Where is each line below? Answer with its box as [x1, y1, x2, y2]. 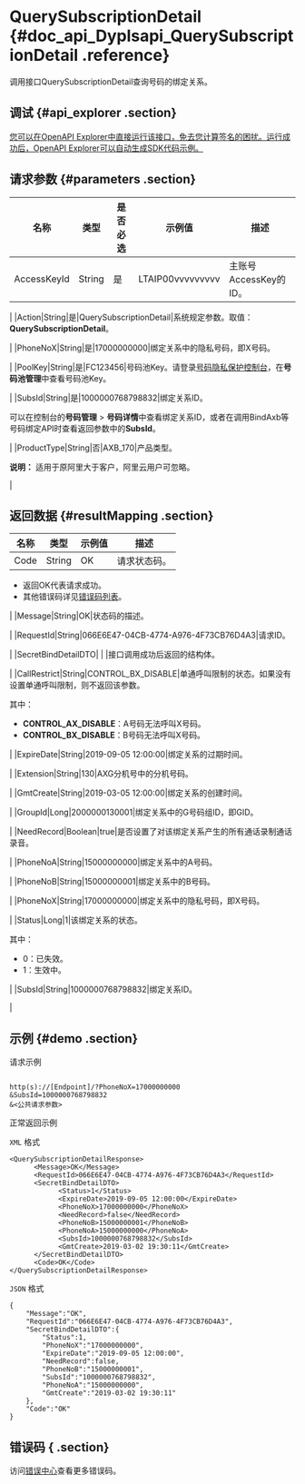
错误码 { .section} [9, 1439, 110, 1455]
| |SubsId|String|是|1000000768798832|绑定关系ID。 [9, 392, 208, 403]
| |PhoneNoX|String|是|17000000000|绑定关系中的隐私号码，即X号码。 [9, 342, 275, 353]
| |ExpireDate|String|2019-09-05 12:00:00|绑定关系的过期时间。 [9, 749, 248, 760]
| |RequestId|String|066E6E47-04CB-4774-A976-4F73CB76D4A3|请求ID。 [9, 629, 290, 641]
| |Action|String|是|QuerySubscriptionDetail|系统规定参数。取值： [9, 312, 253, 322]
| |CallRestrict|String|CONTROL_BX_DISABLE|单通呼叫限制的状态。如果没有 [9, 668, 292, 679]
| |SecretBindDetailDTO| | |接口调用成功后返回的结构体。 [9, 649, 220, 660]
